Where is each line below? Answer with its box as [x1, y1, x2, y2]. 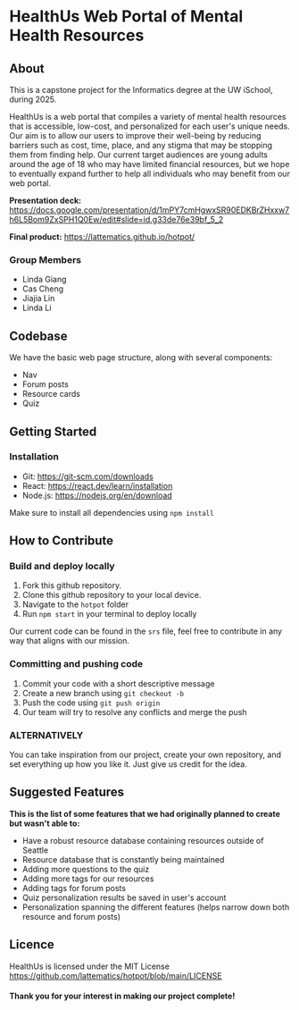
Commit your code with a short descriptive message [21, 678, 215, 689]
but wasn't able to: [9, 818, 80, 829]
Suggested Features [9, 785, 125, 800]
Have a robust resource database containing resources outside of [21, 835, 264, 846]
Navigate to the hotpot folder [21, 599, 129, 610]
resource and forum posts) [21, 911, 121, 922]
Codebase [9, 328, 69, 343]
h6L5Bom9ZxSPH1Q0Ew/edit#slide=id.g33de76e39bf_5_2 [9, 215, 224, 224]
